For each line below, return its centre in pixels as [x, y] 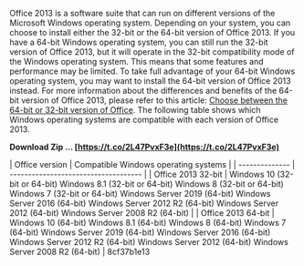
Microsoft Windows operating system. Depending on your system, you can [150, 23]
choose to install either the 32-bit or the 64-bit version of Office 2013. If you [152, 32]
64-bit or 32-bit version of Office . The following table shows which [136, 110]
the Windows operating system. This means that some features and [136, 61]
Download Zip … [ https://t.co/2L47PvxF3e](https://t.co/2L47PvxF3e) [145, 147]
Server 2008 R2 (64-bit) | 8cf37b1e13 [80, 251]
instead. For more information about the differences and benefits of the [143, 91]
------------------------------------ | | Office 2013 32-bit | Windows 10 [142, 174]
